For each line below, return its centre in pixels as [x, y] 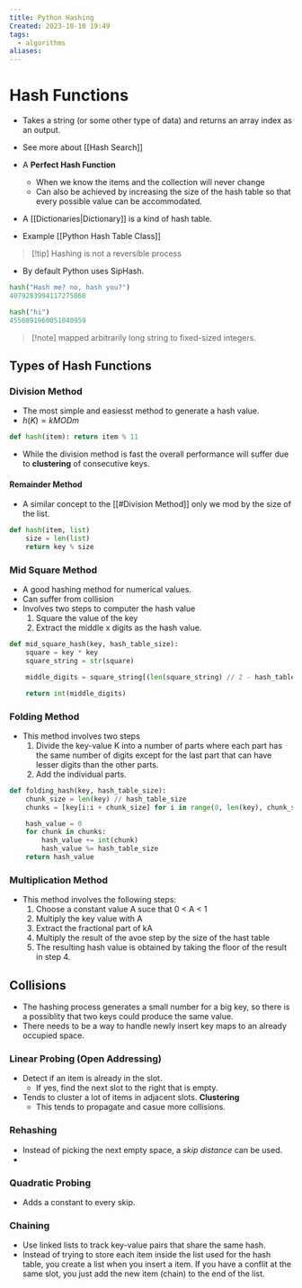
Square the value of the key [87, 618]
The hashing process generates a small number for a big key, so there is [156, 1007]
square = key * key [62, 653]
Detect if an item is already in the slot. [92, 1079]
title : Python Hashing [52, 18]
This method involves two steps [81, 736]
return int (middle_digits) [76, 693]
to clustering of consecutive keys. [86, 464]
